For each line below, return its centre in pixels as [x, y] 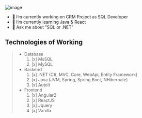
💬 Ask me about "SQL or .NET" [43, 27]
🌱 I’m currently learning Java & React [49, 22]
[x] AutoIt [41, 85]
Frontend [33, 90]
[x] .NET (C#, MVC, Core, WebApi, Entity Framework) [84, 74]
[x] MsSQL [42, 59]
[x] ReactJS [43, 100]
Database [34, 54]
